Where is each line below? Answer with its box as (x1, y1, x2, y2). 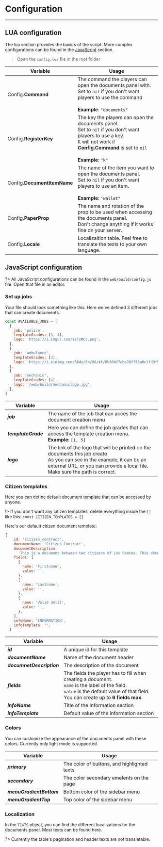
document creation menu (48, 416, 105, 423)
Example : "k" (77, 156, 108, 163)
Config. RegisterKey (7, 135, 53, 142)
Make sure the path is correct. (48, 468, 116, 475)
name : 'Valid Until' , (22, 600, 66, 605)
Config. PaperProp (7, 214, 49, 221)
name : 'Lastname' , (22, 582, 60, 587)
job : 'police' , (14, 328, 45, 333)
